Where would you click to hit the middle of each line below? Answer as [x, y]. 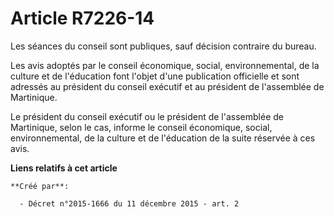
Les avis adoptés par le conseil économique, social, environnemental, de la [165, 65]
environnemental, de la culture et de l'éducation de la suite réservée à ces [163, 138]
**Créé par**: [40, 186]
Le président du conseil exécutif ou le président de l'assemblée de [147, 116]
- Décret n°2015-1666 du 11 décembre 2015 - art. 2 [129, 203]
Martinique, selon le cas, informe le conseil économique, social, [141, 127]
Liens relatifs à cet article [64, 168]
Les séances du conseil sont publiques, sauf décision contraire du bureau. [163, 46]
